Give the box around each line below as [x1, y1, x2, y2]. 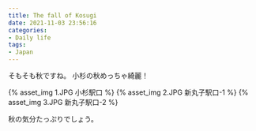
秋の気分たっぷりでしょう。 [8, 114, 99, 123]
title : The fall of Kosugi [8, 11, 97, 20]
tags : [8, 41, 26, 49]
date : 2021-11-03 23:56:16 [8, 19, 97, 27]
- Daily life [8, 33, 51, 42]
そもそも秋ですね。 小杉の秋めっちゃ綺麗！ [8, 71, 149, 80]
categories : [8, 26, 47, 34]
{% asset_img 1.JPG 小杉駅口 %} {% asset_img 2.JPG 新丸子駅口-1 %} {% [8, 88, 249, 97]
